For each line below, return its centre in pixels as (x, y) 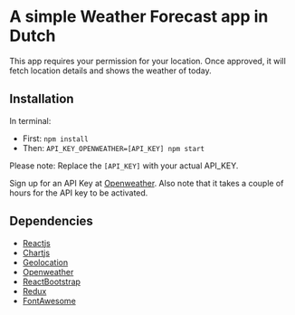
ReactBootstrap (52, 282)
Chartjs (36, 253)
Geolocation (45, 262)
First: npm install (55, 138)
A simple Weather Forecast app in (139, 17)
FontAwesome (49, 301)
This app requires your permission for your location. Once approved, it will (148, 61)
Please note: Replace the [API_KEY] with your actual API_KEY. (124, 166)
